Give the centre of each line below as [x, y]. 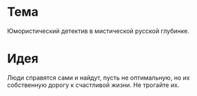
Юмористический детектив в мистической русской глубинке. [98, 31]
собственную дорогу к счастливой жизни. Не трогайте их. [93, 85]
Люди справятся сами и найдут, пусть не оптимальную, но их [98, 77]
